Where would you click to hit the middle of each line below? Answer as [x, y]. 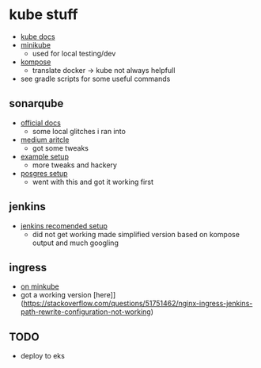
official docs [41, 123]
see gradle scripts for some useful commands [95, 79]
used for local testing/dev [74, 53]
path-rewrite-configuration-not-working [85, 312]
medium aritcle [45, 140]
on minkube [40, 286]
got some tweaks [61, 148]
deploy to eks [43, 356]
